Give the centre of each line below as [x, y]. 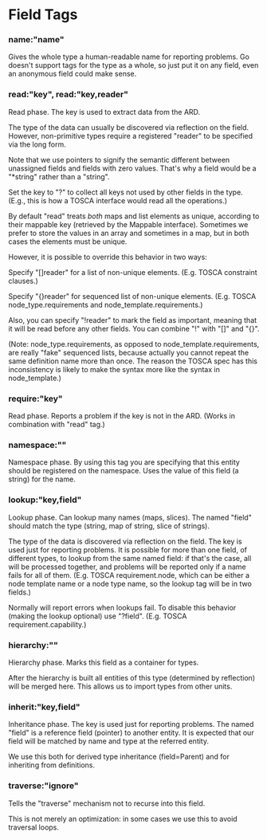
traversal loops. [34, 827]
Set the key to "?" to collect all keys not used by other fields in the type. [126, 192]
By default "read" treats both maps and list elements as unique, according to [134, 216]
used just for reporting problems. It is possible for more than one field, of [128, 550]
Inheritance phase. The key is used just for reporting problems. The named [131, 724]
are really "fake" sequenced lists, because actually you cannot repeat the [129, 352]
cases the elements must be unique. [68, 241]
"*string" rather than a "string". [59, 176]
